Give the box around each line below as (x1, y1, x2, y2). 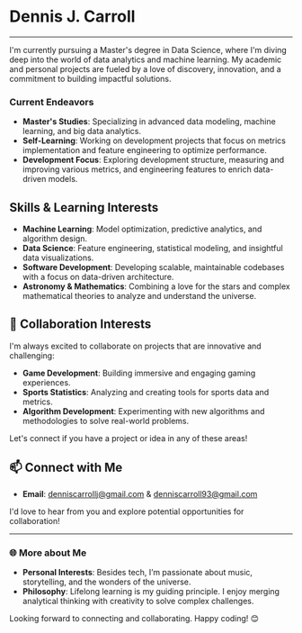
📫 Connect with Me (9, 460, 123, 475)
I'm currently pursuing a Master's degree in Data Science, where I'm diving (9, 44, 288, 55)
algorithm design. (22, 233, 88, 244)
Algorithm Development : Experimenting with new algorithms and (22, 405, 265, 416)
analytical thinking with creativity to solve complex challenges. (22, 595, 254, 606)
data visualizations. (22, 252, 94, 263)
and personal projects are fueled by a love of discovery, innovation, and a (9, 63, 281, 74)
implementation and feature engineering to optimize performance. (22, 145, 267, 156)
